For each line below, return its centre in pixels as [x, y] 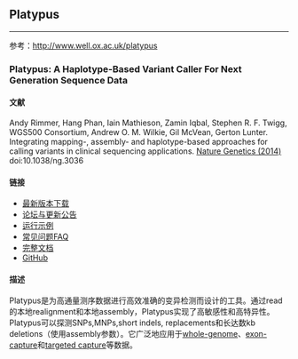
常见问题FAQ [45, 237]
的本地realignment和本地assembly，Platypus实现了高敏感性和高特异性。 [142, 312]
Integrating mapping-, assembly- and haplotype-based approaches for [139, 141]
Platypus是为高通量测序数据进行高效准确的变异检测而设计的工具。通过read [146, 300]
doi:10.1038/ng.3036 [47, 160]
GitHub [35, 258]
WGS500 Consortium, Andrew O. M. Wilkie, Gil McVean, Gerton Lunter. [139, 132]
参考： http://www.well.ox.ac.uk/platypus [83, 45]
